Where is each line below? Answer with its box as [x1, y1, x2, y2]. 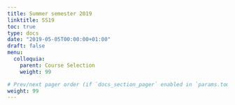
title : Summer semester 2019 [7, 10, 92, 17]
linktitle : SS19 [7, 17, 55, 24]
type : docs [7, 29, 39, 37]
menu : [7, 49, 23, 56]
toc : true [7, 23, 36, 30]
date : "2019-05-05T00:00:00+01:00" [7, 36, 111, 43]
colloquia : [13, 56, 45, 63]
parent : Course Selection [20, 62, 96, 69]
